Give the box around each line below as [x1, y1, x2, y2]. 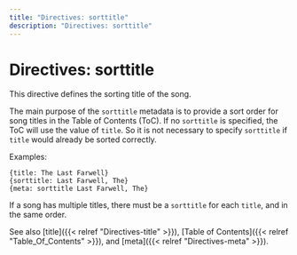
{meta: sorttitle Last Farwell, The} [9, 184, 149, 194]
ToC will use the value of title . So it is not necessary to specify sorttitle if [9, 125, 288, 136]
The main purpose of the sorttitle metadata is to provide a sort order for [9, 106, 279, 116]
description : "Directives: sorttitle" [9, 21, 152, 30]
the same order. [9, 210, 67, 220]
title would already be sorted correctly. [9, 134, 157, 145]
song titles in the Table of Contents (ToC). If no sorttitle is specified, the [9, 116, 278, 126]
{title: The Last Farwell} [9, 169, 109, 178]
